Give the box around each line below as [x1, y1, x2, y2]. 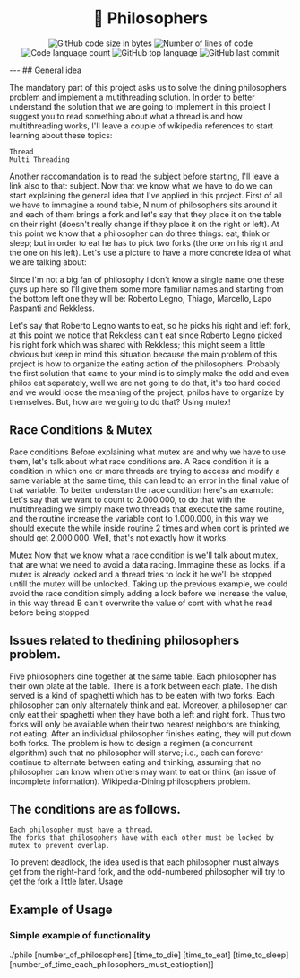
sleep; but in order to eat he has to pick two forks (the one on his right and [9, 237, 284, 248]
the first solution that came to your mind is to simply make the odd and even [9, 367, 289, 378]
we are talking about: [9, 256, 87, 268]
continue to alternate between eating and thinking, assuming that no [9, 756, 261, 767]
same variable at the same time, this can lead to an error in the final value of [9, 475, 289, 486]
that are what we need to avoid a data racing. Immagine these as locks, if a [9, 559, 286, 569]
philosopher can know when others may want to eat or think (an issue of [9, 766, 277, 777]
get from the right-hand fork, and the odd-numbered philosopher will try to [9, 867, 285, 877]
